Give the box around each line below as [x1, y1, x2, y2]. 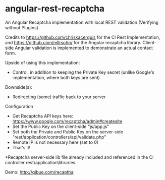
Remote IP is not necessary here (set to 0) [12, 139, 99, 145]
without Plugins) [5, 24, 39, 30]
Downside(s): [5, 84, 33, 90]
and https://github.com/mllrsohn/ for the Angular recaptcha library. [5, 39, 142, 45]
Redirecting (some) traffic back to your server [12, 94, 106, 100]
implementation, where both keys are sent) [12, 74, 100, 80]
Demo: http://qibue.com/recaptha [5, 169, 74, 175]
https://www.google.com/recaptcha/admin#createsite [12, 118, 122, 124]
